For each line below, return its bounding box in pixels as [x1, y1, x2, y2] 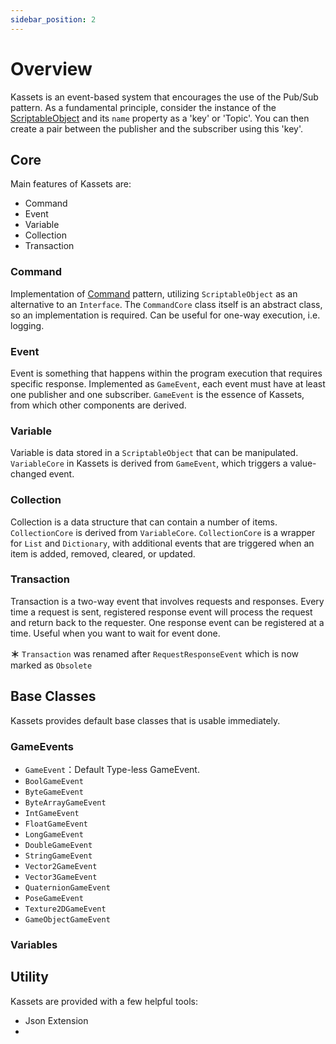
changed [10, 468, 47, 480]
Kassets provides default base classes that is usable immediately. [10, 714, 281, 726]
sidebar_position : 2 [10, 14, 97, 25]
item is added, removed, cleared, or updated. [10, 547, 196, 560]
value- [289, 457, 317, 470]
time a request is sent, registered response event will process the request [10, 606, 313, 618]
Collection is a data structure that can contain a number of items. [10, 516, 278, 528]
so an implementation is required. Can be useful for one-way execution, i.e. [10, 309, 321, 321]
